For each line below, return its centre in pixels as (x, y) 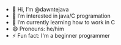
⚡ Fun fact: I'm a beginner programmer (61, 36)
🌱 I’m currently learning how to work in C (63, 22)
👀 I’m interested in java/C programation (61, 16)
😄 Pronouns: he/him (38, 29)
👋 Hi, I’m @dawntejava (40, 9)
